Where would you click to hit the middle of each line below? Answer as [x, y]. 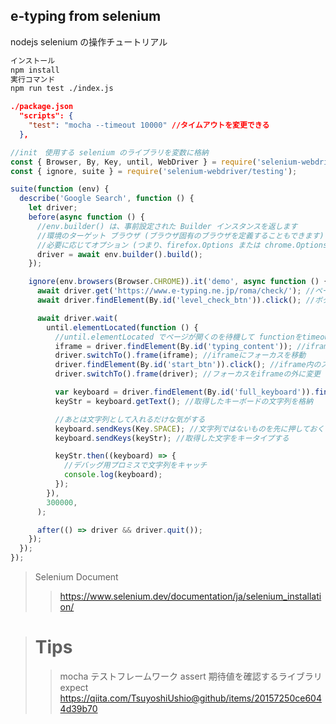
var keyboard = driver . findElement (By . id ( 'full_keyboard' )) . [184, 392]
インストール [33, 60]
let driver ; [53, 208]
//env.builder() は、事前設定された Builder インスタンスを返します [167, 226]
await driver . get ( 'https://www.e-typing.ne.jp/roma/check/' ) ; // [175, 291]
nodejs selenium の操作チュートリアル [89, 41]
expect [74, 687]
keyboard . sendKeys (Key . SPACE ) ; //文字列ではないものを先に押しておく [189, 429]
